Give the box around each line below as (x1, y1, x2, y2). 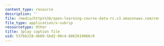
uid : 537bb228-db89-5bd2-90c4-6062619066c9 (5, 34, 95, 39)
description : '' (5, 11, 38, 16)
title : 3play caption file (5, 29, 60, 34)
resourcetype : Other (5, 25, 47, 30)
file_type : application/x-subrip (5, 20, 73, 25)
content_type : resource (5, 7, 54, 12)
